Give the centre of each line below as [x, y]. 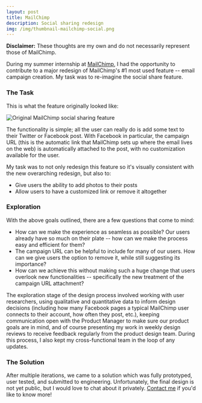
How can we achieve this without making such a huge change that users [105, 270]
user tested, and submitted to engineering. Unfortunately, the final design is [100, 382]
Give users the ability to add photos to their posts [76, 185]
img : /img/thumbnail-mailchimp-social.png [60, 29]
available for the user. [33, 155]
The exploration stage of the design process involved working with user [96, 295]
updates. [17, 346]
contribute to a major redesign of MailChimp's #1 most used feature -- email [100, 71]
